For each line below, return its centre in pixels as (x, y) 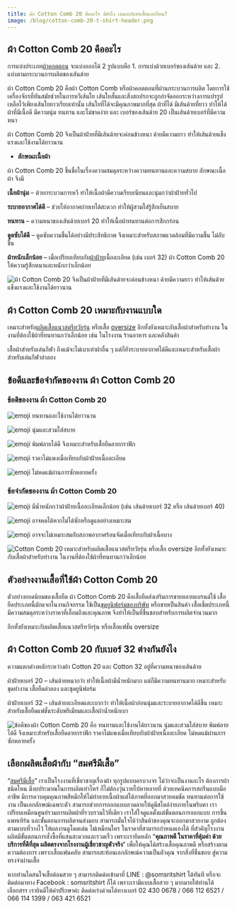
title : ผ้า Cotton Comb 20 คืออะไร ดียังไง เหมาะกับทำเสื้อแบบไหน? (87, 14)
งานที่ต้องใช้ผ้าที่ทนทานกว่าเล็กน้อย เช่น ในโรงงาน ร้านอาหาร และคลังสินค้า (93, 335)
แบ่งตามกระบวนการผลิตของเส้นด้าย (48, 74)
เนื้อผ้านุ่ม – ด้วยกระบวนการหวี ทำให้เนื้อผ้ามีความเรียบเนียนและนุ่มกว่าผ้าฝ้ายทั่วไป (102, 193)
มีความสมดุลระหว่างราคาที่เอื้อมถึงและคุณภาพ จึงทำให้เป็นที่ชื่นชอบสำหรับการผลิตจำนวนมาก (112, 612)
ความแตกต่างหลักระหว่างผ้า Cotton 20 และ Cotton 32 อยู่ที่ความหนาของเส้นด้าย (104, 666)
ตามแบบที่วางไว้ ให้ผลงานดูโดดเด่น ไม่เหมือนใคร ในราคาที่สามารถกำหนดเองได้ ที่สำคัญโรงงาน (116, 828)
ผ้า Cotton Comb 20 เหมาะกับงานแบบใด (85, 310)
